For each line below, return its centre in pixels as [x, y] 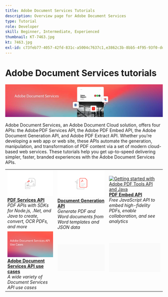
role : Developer [22, 27]
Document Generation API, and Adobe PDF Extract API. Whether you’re [78, 136]
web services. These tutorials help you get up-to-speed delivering [87, 152]
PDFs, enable [123, 211]
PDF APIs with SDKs [28, 205]
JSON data [69, 227]
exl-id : [13, 48]
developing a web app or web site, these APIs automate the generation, [79, 141]
